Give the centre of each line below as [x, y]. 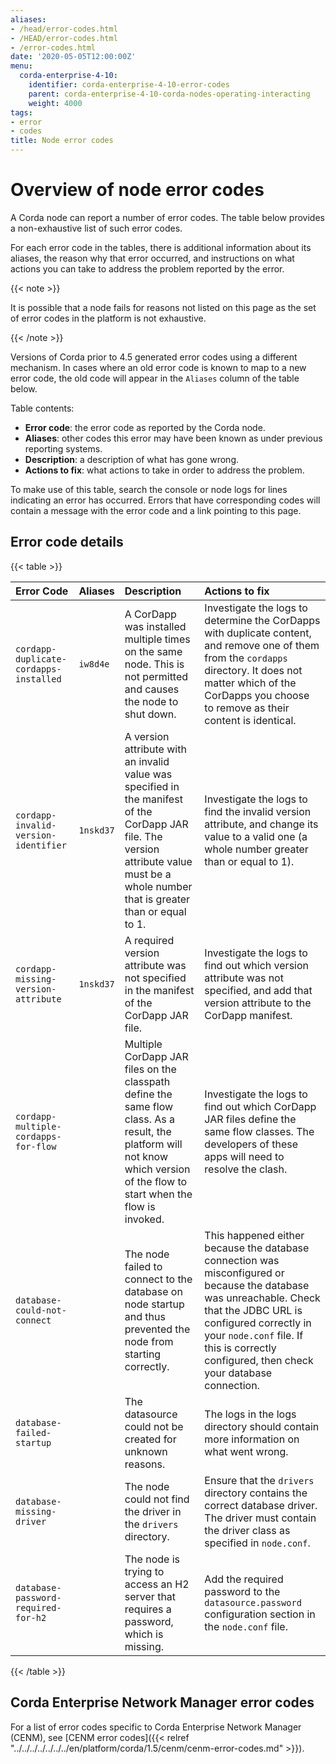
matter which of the [250, 683]
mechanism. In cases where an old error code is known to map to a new [158, 367]
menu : [21, 66]
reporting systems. [63, 448]
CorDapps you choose [257, 695]
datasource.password [253, 1602]
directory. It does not [253, 670]
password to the [242, 1591]
